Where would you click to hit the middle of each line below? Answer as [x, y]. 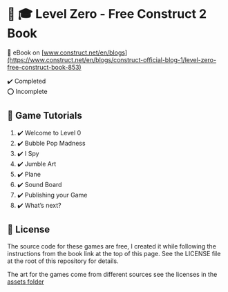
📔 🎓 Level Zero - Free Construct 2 [107, 14]
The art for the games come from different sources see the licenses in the [112, 274]
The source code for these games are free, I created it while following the [112, 246]
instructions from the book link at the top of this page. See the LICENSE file [114, 253]
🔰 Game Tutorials [45, 116]
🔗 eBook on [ [26, 52]
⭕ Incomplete [27, 91]
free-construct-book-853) [44, 67]
